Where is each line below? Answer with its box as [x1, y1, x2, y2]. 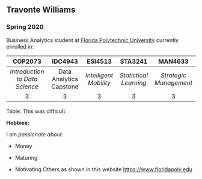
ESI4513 [87, 57, 112, 65]
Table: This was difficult [6, 108, 66, 115]
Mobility [88, 78, 111, 86]
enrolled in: [6, 43, 34, 50]
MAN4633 [158, 57, 189, 65]
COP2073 [13, 57, 42, 65]
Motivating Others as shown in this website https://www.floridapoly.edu [14, 165, 192, 173]
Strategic [160, 71, 186, 79]
